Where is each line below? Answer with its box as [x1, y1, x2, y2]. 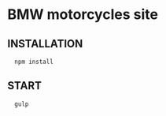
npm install [14, 58, 54, 65]
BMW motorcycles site [7, 6, 159, 24]
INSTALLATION [7, 37, 83, 51]
